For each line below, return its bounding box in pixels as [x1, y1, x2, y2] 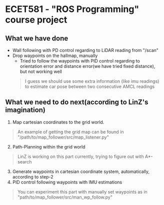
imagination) [5, 106, 46, 114]
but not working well [19, 68, 62, 74]
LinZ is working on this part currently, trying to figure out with [17, 153, 144, 159]
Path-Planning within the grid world [12, 143, 86, 149]
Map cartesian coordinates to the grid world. [12, 119, 104, 125]
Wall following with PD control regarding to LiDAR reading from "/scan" [12, 47, 159, 53]
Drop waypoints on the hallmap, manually [12, 52, 98, 58]
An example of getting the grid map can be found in [17, 128, 124, 134]
